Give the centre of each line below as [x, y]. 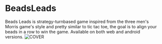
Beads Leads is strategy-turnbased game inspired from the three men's [77, 22]
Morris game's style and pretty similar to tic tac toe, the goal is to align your [81, 26]
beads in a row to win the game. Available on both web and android [73, 32]
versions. [14, 37]
